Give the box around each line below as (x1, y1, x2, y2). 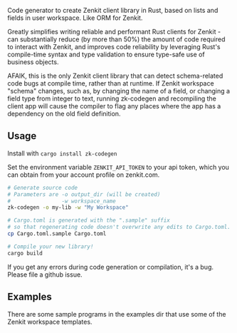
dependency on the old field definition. (7, 110, 121, 118)
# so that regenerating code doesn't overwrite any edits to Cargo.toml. (7, 224, 231, 231)
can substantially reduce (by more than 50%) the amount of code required (7, 35, 226, 43)
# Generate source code (7, 184, 78, 191)
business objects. (7, 58, 59, 66)
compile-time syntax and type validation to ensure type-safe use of (7, 50, 205, 58)
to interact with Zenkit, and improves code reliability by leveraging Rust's (7, 43, 221, 51)
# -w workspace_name (7, 198, 116, 205)
